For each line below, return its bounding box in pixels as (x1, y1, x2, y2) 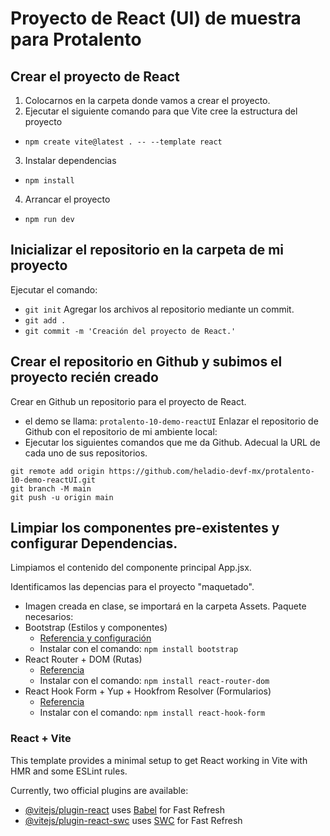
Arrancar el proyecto (24, 193, 111, 205)
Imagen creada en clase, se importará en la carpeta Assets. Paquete (24, 600, 307, 612)
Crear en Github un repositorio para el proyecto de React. (10, 395, 247, 407)
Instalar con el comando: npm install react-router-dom (39, 675, 270, 687)
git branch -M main (10, 483, 92, 494)
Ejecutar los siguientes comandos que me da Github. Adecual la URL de (24, 436, 321, 448)
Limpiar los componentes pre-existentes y (10, 520, 280, 537)
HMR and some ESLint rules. (10, 765, 128, 777)
